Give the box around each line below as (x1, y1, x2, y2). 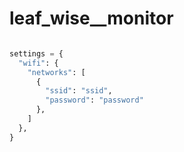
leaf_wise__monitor (9, 7, 174, 30)
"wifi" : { (18, 58, 59, 68)
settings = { (9, 48, 64, 59)
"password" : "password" (45, 95, 144, 106)
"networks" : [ (27, 67, 86, 77)
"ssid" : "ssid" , (45, 86, 113, 96)
